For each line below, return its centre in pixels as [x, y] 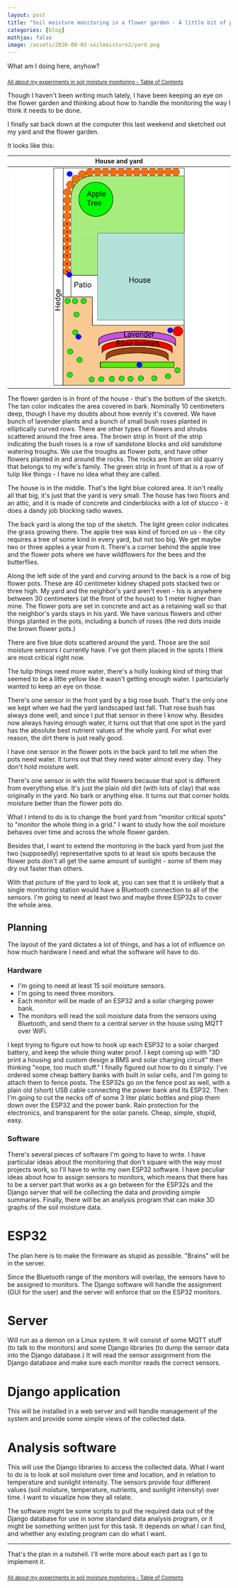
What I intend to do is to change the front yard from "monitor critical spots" [117, 817]
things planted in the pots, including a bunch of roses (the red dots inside [114, 621]
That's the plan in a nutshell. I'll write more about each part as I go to [107, 1554]
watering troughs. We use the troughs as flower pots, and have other [108, 452]
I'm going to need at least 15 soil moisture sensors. [92, 986]
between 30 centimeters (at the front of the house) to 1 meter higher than [114, 599]
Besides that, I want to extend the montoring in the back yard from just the [116, 846]
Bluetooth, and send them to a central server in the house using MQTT [120, 1024]
